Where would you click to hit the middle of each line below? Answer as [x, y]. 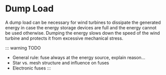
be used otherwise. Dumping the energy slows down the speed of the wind [82, 33]
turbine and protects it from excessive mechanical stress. [64, 38]
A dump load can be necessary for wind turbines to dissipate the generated [83, 22]
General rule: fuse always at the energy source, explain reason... [79, 57]
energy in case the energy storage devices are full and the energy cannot [81, 27]
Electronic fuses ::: [31, 68]
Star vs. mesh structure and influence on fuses [60, 63]
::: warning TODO [23, 48]
